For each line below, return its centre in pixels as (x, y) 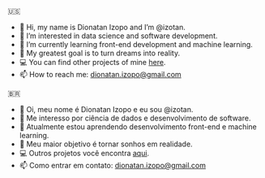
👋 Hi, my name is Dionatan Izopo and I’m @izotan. (102, 27)
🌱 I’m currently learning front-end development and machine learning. (136, 44)
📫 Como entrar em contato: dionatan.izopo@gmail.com (113, 165)
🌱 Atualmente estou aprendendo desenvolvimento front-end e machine (138, 127)
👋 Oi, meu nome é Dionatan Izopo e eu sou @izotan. (106, 109)
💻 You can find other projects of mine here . (92, 62)
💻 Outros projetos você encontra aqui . (84, 153)
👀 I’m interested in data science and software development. (118, 36)
